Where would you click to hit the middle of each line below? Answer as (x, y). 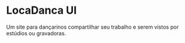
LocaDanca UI (41, 10)
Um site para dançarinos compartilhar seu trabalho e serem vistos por (92, 27)
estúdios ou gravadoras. (36, 33)
